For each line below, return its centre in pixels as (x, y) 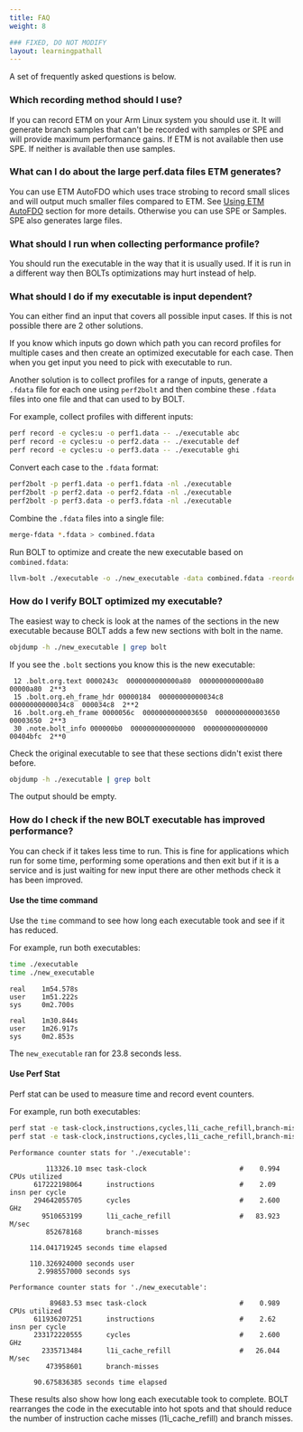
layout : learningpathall (56, 51)
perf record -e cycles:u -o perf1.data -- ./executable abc (125, 433)
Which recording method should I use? (96, 100)
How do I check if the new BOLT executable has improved (138, 820)
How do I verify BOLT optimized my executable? (116, 601)
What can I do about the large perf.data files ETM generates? (145, 172)
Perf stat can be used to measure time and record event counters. (132, 1094)
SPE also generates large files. (66, 220)
